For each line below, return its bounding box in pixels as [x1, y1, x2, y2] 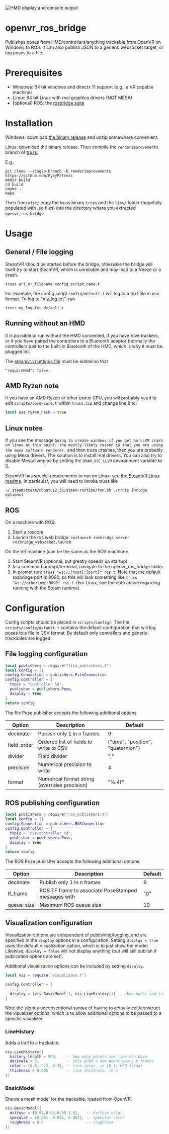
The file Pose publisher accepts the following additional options [5, 710, 137, 716]
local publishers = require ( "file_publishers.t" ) [5, 663, 112, 668]
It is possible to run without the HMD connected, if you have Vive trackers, [5, 332, 159, 338]
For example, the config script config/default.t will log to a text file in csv [5, 290, 159, 296]
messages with [39, 893, 75, 900]
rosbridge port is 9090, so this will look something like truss [12, 574, 137, 580]
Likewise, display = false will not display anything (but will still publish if [5, 948, 157, 954]
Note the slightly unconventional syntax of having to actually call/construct [5, 1005, 160, 1011]
